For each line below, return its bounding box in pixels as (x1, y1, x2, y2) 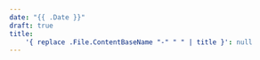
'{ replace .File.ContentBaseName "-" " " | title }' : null (25, 37, 253, 47)
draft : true (9, 21, 53, 30)
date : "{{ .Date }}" (9, 12, 86, 22)
